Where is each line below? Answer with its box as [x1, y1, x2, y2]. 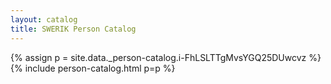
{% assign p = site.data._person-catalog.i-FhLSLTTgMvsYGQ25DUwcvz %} [10, 51, 322, 63]
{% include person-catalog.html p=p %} [10, 62, 176, 74]
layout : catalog [10, 14, 78, 25]
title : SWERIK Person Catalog [10, 24, 137, 34]
